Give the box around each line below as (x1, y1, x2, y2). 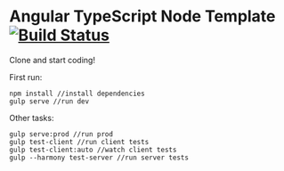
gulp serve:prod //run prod (9, 129, 114, 139)
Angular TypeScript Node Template (9, 6, 276, 27)
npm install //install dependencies (9, 89, 145, 98)
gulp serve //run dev (9, 96, 90, 106)
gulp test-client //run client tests (9, 137, 150, 146)
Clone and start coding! (9, 54, 96, 65)
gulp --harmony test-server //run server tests (9, 153, 190, 162)
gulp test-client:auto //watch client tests (9, 145, 177, 154)
